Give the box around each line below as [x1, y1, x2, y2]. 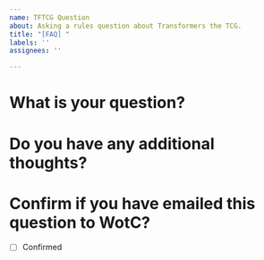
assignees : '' [9, 46, 63, 55]
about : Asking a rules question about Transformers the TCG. [9, 21, 243, 30]
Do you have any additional [9, 133, 215, 154]
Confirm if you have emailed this [9, 193, 256, 214]
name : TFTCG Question [9, 13, 90, 22]
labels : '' [9, 38, 50, 47]
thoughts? [9, 153, 88, 172]
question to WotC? [9, 212, 150, 232]
